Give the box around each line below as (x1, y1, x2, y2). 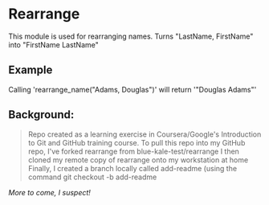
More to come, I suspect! (8, 187, 91, 197)
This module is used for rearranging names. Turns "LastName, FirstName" (8, 31, 254, 41)
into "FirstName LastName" (8, 39, 99, 49)
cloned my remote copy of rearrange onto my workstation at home (27, 154, 249, 165)
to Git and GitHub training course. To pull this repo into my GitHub (27, 137, 246, 147)
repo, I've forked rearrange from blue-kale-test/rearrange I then (27, 146, 239, 156)
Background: (8, 108, 75, 121)
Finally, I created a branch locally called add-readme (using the (27, 163, 238, 173)
